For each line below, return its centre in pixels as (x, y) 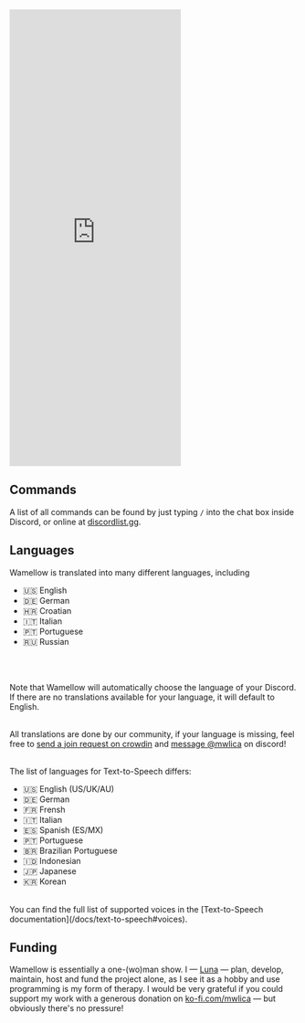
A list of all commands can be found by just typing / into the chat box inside (152, 511)
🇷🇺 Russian (46, 641)
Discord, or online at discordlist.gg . (75, 522)
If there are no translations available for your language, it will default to (142, 697)
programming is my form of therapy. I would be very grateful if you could (146, 989)
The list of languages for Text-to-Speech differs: (100, 771)
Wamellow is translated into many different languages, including (130, 572)
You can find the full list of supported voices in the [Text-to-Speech (137, 909)
